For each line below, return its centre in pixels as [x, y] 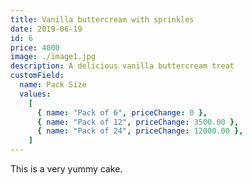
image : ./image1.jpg [53, 57]
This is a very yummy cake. [66, 169]
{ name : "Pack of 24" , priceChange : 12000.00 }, [140, 131]
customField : [37, 76]
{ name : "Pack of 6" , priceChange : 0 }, [122, 112]
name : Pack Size [53, 85]
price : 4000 [35, 47]
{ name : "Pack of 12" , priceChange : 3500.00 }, [138, 122]
